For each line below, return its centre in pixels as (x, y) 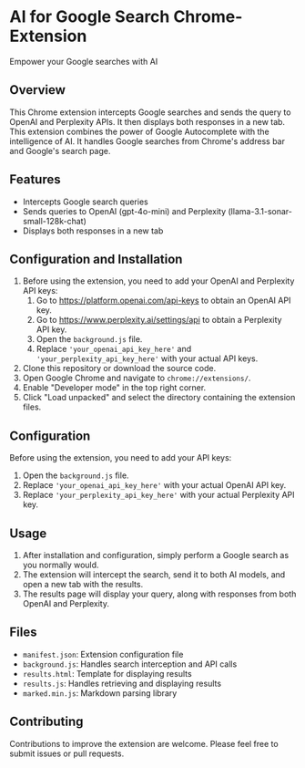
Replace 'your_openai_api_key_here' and (114, 349)
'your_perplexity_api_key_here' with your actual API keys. (147, 358)
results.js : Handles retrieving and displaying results (122, 683)
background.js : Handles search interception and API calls (130, 664)
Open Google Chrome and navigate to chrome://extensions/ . (137, 378)
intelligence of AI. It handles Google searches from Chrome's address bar (147, 141)
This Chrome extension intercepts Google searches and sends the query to (150, 112)
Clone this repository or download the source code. (119, 368)
